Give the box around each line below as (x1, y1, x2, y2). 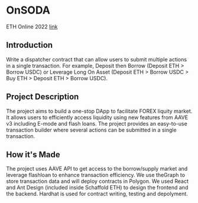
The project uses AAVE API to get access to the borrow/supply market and (6, 165, 188, 172)
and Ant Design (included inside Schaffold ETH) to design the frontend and (6, 184, 189, 191)
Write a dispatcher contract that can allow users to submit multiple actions (6, 55, 187, 63)
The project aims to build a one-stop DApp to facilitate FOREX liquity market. (6, 107, 193, 114)
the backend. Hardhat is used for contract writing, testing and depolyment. (6, 190, 188, 198)
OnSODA (6, 4, 50, 17)
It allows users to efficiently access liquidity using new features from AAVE (6, 113, 188, 121)
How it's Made (6, 149, 60, 159)
